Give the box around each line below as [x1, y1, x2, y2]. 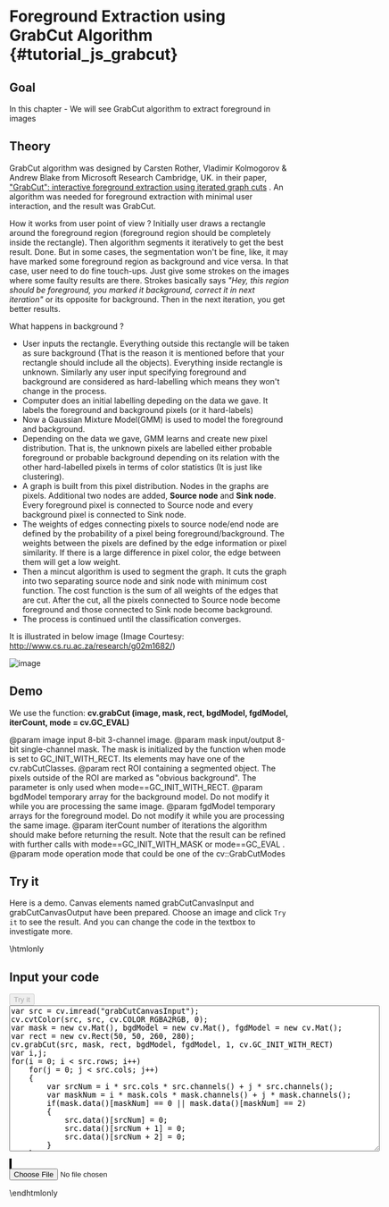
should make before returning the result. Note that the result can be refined [9, 829, 286, 840]
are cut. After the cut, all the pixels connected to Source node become [21, 595, 281, 605]
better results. [9, 303, 61, 314]
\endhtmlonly [9, 1187, 58, 1199]
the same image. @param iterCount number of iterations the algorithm [9, 820, 268, 831]
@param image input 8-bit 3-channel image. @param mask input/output [9, 734, 275, 745]
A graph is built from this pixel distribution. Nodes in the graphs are [21, 480, 269, 491]
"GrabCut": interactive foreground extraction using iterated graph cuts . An [9, 181, 284, 192]
